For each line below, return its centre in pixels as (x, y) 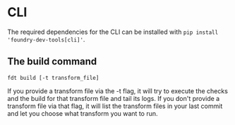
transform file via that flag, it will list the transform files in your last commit (115, 106)
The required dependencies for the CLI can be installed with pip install (113, 32)
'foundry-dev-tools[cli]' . (46, 39)
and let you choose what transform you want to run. (83, 113)
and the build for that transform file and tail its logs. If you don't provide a (114, 98)
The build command (52, 62)
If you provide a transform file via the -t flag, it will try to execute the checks (117, 91)
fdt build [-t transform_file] (53, 78)
